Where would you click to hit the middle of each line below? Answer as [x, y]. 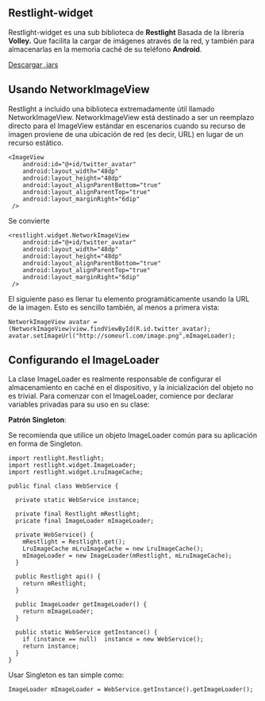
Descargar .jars [33, 64]
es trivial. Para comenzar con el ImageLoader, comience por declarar [121, 396]
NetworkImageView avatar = [53, 321]
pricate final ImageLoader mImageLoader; [85, 521]
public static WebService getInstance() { [86, 633]
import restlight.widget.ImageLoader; [72, 465]
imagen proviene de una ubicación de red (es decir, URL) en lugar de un [126, 134]
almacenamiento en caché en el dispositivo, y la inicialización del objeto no [131, 387]
